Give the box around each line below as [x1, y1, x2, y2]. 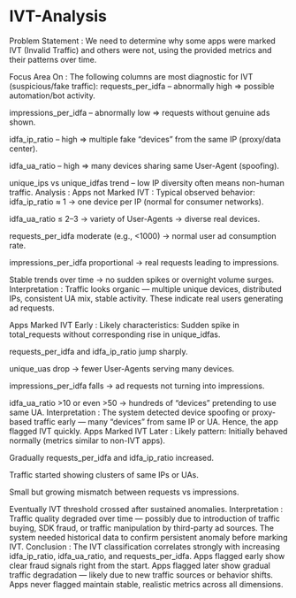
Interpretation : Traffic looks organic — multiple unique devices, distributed [9, 283, 283, 294]
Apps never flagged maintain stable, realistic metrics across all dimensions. [9, 579, 284, 589]
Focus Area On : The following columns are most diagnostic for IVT [9, 71, 254, 81]
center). [9, 143, 38, 154]
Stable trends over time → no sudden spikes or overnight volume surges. [9, 274, 275, 285]
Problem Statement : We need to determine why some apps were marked [9, 35, 276, 46]
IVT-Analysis [9, 6, 108, 27]
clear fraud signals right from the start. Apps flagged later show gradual [9, 560, 271, 571]
